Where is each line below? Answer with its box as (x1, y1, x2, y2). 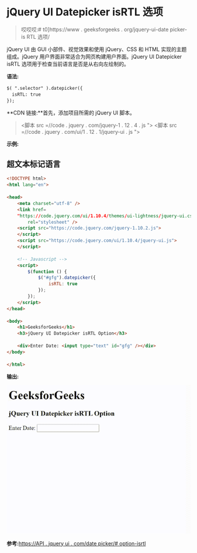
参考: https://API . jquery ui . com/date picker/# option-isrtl (6, 539, 146, 547)
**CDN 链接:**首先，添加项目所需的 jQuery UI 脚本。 (6, 109, 135, 116)
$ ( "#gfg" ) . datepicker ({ (37, 275, 96, 281)
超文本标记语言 (6, 159, 61, 169)
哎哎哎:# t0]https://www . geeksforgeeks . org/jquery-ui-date (20, 26, 169, 33)
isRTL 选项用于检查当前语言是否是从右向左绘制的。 (6, 60, 129, 68)
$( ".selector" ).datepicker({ (6, 85, 83, 91)
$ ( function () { (27, 268, 67, 275)
